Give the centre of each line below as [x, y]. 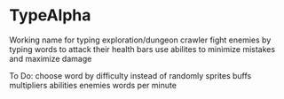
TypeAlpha [50, 15]
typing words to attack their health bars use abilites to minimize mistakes [142, 49]
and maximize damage [51, 58]
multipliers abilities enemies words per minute [93, 85]
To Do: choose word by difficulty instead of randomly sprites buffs [130, 75]
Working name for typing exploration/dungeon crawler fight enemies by [140, 40]
